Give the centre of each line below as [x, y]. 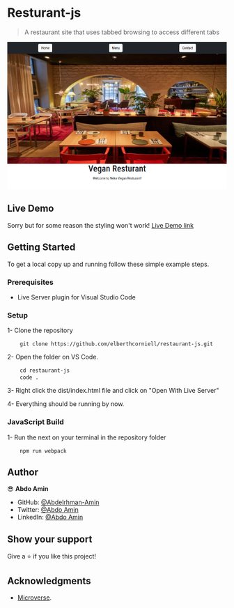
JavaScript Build [36, 422]
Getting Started [41, 248]
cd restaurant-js [45, 371]
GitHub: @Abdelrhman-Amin [58, 502]
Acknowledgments [49, 580]
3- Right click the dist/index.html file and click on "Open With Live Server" [113, 391]
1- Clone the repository [40, 330]
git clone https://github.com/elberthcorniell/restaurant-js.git [117, 344]
